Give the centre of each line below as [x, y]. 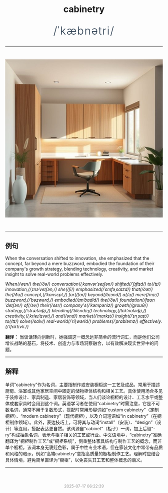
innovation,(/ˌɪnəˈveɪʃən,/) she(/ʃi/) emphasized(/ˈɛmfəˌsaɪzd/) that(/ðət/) [79, 289]
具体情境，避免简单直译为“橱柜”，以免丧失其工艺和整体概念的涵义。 [75, 460]
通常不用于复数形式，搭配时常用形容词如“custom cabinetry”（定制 [90, 410]
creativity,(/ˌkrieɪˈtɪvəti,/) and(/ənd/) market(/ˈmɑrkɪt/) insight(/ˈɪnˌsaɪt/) [77, 316]
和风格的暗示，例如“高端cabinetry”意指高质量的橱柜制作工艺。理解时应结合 [82, 453]
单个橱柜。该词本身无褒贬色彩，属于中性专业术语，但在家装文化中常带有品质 [84, 447]
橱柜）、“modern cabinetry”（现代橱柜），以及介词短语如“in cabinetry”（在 [81, 416]
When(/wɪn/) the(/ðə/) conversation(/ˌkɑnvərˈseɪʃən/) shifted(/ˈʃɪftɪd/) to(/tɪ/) [83, 284]
